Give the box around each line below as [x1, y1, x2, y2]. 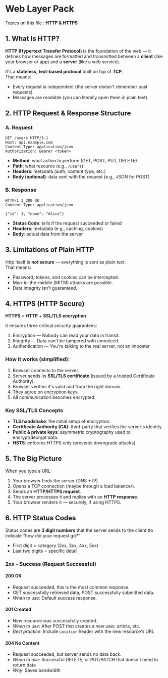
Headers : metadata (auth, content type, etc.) [12, 168, 106, 174]
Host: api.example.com [5, 140, 53, 145]
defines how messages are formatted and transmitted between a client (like [5, 53, 163, 59]
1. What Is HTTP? [5, 34, 60, 43]
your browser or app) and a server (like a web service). [5, 59, 121, 65]
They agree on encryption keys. [12, 389, 79, 395]
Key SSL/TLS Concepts [5, 406, 64, 414]
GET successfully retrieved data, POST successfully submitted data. [12, 590, 155, 596]
